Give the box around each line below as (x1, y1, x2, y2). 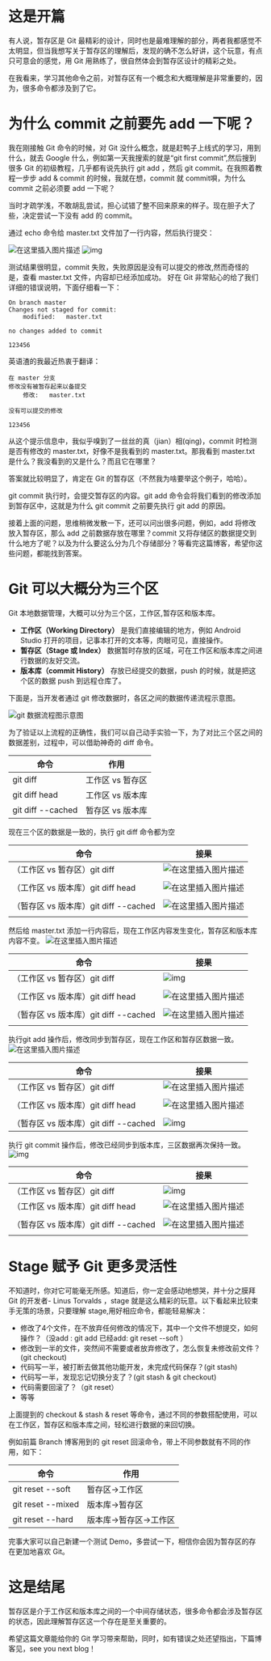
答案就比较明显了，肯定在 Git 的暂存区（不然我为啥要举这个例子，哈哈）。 (8, 473, 252, 483)
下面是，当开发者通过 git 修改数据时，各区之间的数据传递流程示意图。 (8, 693, 240, 702)
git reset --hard (12, 1514, 74, 1525)
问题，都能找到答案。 (15, 548, 86, 558)
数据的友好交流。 (27, 655, 85, 665)
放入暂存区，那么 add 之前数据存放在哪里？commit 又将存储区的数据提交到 (8, 528, 256, 538)
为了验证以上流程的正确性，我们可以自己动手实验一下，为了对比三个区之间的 (8, 727, 263, 737)
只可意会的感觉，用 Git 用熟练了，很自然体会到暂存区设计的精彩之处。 (8, 56, 241, 66)
